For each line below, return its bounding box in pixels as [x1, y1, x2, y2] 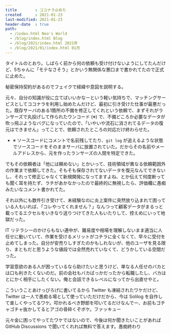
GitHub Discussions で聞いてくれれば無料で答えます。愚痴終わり [5, 323, 141, 329]
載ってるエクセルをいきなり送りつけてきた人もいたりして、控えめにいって [5, 210, 161, 216]
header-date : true [5, 21, 50, 27]
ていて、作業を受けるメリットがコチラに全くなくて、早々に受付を [27, 233, 166, 240]
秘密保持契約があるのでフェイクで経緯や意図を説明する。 [5, 84, 126, 90]
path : [5, 27, 17, 32]
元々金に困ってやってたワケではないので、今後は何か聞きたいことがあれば [5, 317, 162, 323]
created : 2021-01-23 [5, 12, 63, 17]
